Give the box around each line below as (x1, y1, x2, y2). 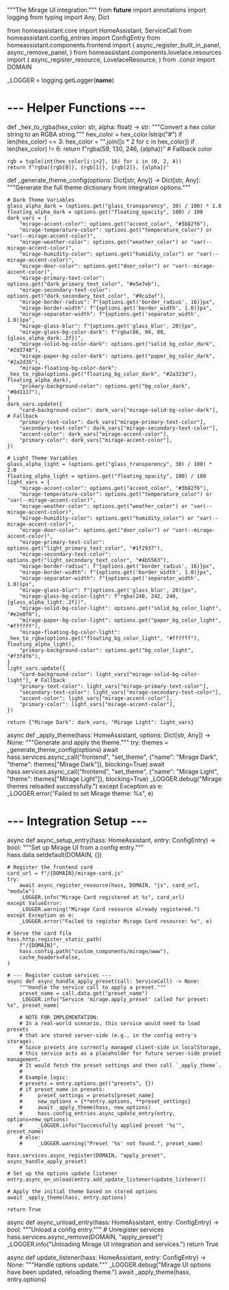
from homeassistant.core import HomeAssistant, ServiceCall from (7, 27, 193, 34)
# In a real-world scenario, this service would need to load (19, 1020, 200, 1027)
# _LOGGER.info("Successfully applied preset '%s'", (19, 1122, 185, 1129)
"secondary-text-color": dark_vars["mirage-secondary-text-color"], (19, 425, 219, 432)
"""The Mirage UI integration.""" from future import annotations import (7, 6, 206, 14)
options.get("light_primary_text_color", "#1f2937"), (7, 545, 164, 552)
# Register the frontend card (7, 864, 94, 871)
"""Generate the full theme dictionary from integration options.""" (7, 183, 191, 191)
